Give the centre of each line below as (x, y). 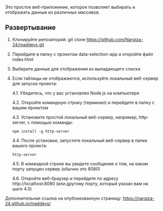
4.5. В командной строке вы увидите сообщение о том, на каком (80, 164)
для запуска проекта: (35, 83)
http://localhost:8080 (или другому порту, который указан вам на (80, 184)
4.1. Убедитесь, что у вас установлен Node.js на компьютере (76, 93)
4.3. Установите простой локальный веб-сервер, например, (75, 117)
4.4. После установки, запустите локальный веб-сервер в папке (80, 140)
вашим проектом (30, 108)
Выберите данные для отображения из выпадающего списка (76, 69)
